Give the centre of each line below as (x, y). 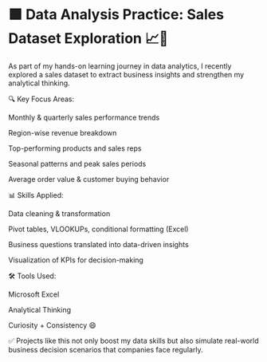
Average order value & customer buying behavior (89, 179)
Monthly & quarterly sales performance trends (84, 117)
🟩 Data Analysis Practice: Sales (116, 15)
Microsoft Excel (34, 294)
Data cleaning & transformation (59, 213)
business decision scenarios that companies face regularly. (106, 349)
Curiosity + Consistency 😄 (53, 325)
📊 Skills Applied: (36, 195)
